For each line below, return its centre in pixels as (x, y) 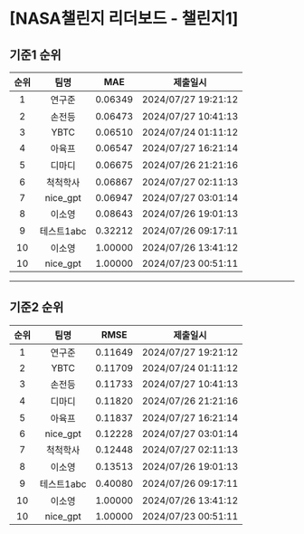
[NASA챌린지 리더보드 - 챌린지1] (124, 19)
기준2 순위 (37, 307)
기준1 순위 (35, 55)
